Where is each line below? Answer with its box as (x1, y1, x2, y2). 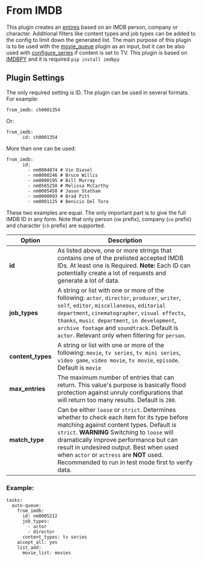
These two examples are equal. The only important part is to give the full (6, 209, 186, 216)
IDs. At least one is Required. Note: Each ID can (57, 261, 191, 269)
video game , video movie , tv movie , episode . (57, 356, 180, 364)
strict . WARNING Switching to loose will (57, 428, 174, 436)
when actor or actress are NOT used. (57, 450, 164, 459)
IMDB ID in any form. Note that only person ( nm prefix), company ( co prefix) (6, 215, 192, 222)
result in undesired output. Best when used (57, 443, 179, 451)
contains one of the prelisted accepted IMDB (57, 254, 183, 262)
